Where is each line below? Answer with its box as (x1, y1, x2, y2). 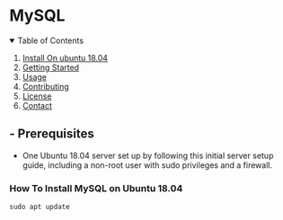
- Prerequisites (9, 127, 94, 142)
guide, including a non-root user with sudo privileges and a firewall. (22, 159, 272, 171)
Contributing (22, 81, 69, 92)
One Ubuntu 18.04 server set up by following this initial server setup (22, 150, 274, 161)
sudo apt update (9, 203, 70, 212)
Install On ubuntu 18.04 (22, 52, 109, 63)
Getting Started (22, 62, 79, 73)
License (22, 91, 52, 101)
